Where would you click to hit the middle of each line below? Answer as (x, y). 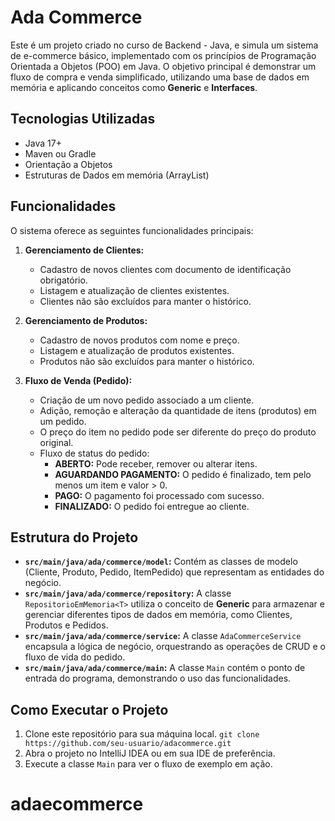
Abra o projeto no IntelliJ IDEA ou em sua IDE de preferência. (150, 753)
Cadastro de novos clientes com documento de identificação (165, 269)
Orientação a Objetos (68, 164)
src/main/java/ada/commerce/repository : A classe (128, 593)
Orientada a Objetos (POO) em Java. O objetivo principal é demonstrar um (163, 66)
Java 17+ (43, 143)
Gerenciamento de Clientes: (84, 250)
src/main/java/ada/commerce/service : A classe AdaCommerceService (163, 636)
